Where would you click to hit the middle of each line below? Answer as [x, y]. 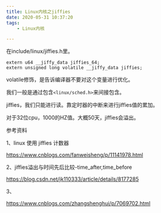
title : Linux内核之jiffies [38, 12]
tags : [13, 23]
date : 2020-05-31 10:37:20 [40, 17]
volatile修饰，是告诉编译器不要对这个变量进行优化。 [70, 80]
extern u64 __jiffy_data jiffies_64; [53, 63]
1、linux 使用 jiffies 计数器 [38, 143]
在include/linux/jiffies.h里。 [40, 51]
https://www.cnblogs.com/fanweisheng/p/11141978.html [75, 155]
